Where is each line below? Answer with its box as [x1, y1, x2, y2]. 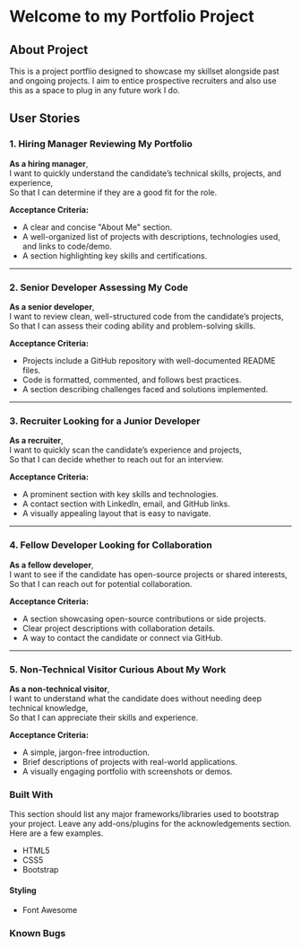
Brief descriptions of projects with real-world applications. [21, 756, 237, 767]
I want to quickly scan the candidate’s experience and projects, [9, 444, 242, 455]
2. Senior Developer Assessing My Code [9, 281, 188, 294]
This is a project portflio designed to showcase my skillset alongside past [9, 66, 279, 76]
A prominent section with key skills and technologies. [21, 489, 219, 500]
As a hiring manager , [9, 158, 89, 169]
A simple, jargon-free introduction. [21, 747, 150, 758]
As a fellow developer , [9, 559, 94, 570]
